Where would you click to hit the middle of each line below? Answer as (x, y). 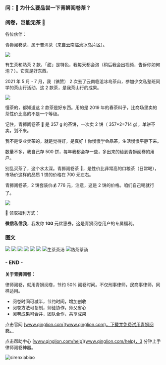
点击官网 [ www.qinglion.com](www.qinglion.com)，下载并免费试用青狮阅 (80, 324)
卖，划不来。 (18, 131)
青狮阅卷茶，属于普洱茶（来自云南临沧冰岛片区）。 (56, 45)
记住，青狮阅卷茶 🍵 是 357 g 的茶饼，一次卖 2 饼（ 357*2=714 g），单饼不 (80, 124)
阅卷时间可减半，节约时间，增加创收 (49, 301)
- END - (14, 263)
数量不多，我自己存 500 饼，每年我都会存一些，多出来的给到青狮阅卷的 (78, 152)
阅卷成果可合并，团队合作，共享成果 (49, 314)
